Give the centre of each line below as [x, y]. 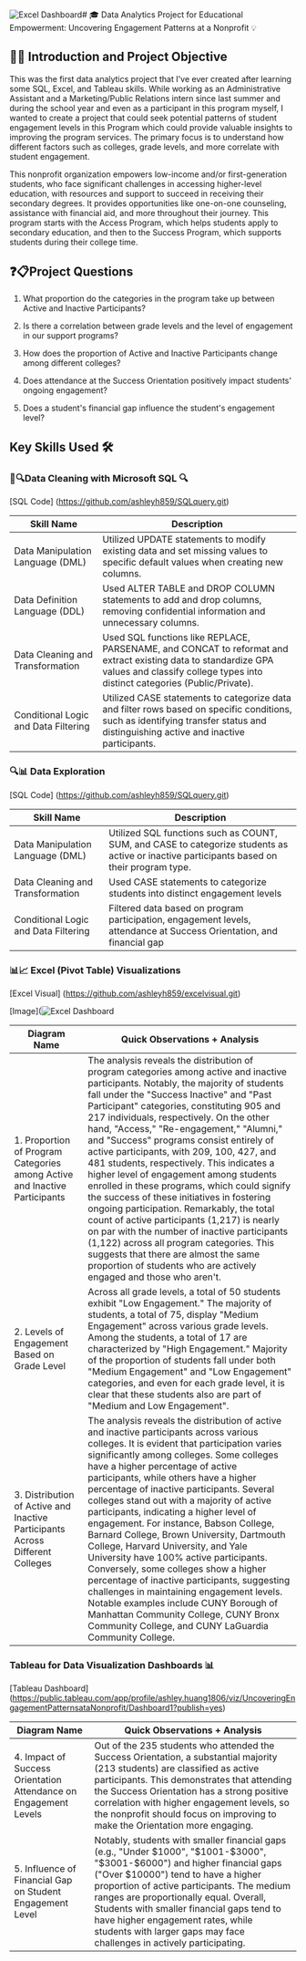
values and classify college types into [183, 672]
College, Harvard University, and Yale [168, 1546]
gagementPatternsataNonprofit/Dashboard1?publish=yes [116, 1708]
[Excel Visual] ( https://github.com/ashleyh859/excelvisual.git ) [125, 993]
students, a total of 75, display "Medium [173, 1314]
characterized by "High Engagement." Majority [188, 1348]
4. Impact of [40, 1758]
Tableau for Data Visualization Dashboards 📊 [112, 1665]
